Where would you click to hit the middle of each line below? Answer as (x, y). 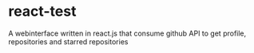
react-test (42, 11)
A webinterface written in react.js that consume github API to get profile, (127, 33)
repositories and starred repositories (68, 41)
